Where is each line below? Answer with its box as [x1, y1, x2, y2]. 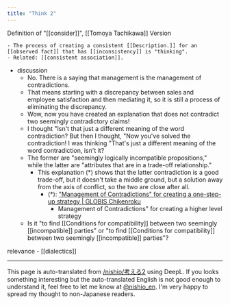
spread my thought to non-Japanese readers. [7, 289, 136, 298]
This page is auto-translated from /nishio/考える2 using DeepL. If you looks [7, 267, 219, 276]
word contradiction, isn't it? [27, 146, 105, 154]
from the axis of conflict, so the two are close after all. [37, 182, 190, 191]
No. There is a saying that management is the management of [27, 73, 202, 82]
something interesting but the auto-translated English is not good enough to [7, 275, 221, 283]
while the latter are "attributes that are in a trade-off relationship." [27, 160, 212, 169]
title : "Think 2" [7, 10, 57, 17]
